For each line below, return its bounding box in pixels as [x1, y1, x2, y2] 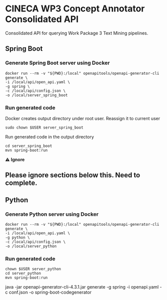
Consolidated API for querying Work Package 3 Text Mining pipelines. [5, 30, 149, 36]
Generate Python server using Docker [5, 210, 99, 217]
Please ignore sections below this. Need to [5, 171, 141, 179]
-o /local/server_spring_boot [5, 93, 68, 98]
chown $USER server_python [5, 267, 61, 272]
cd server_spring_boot [5, 143, 52, 149]
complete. [5, 179, 37, 187]
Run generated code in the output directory [5, 134, 94, 140]
